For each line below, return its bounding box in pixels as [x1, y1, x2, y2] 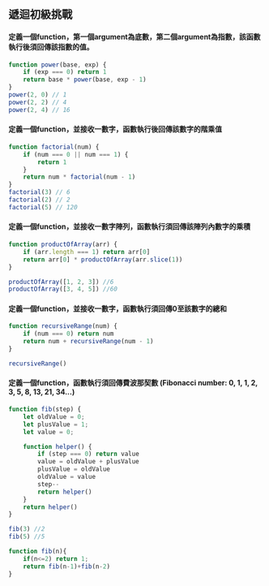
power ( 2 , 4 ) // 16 [8, 106, 70, 114]
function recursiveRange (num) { [8, 322, 117, 330]
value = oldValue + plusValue [37, 458, 139, 466]
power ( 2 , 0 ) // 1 [8, 91, 67, 99]
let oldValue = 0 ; [23, 412, 85, 420]
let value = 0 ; [23, 428, 75, 436]
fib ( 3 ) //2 [8, 525, 45, 533]
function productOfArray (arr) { [8, 240, 117, 248]
